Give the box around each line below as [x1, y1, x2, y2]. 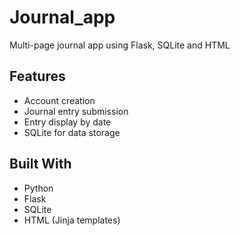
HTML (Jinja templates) [23, 214, 121, 226]
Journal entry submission [23, 105, 129, 117]
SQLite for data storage [23, 126, 121, 138]
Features [9, 68, 66, 85]
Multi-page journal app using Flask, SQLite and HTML [9, 39, 231, 51]
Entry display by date [23, 116, 112, 128]
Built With [9, 156, 72, 173]
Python [23, 182, 54, 194]
